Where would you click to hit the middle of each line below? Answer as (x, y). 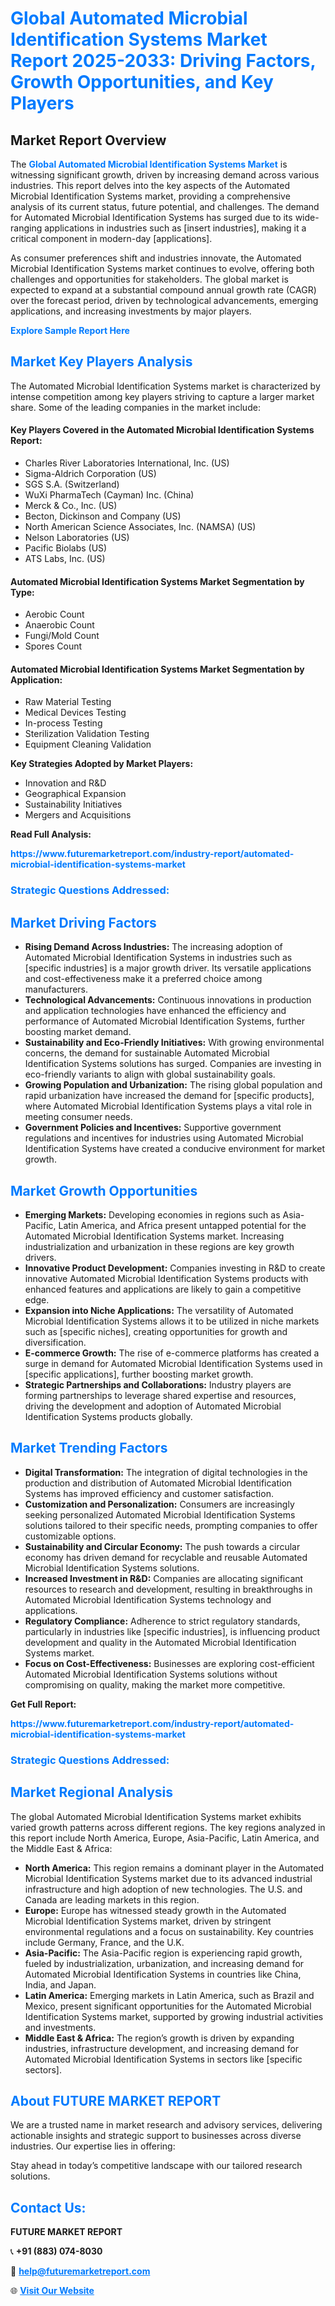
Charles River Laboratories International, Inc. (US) (127, 463)
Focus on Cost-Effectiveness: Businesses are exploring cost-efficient (169, 1663)
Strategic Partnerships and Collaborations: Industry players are (158, 1384)
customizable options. (70, 1536)
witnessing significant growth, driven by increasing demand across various (165, 175)
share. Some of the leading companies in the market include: (135, 407)
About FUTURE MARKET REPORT (116, 2100)
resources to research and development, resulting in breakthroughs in (168, 1589)
